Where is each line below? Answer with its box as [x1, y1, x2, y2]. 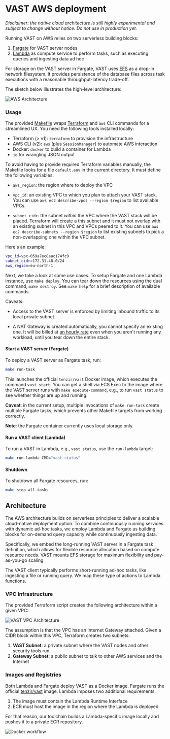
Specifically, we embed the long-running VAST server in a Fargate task [5, 541, 154, 547]
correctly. [5, 413, 25, 419]
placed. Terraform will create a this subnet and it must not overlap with [12, 218, 161, 224]
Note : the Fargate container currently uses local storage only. [5, 422, 134, 429]
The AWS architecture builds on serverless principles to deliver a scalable [5, 515, 160, 521]
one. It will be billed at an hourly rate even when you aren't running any [12, 328, 161, 335]
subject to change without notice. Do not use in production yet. [5, 25, 138, 31]
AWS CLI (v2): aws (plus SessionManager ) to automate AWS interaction [12, 141, 158, 147]
